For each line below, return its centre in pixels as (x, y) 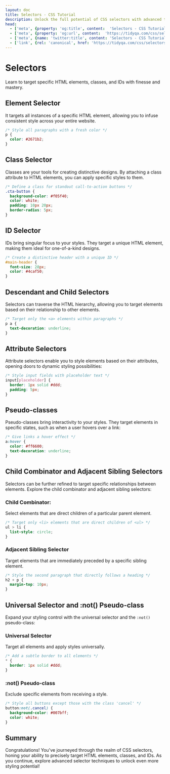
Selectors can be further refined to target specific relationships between (80, 484)
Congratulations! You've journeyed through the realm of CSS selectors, (79, 750)
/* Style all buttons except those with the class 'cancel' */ (73, 704)
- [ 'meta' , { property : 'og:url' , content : (55, 33)
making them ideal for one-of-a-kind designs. (53, 248)
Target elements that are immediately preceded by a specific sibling (76, 561)
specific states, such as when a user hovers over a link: (63, 427)
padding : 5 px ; (25, 390)
